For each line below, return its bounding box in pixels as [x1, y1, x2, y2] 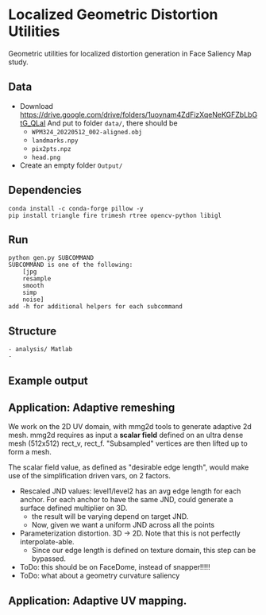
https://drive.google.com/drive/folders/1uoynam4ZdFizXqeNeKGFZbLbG [19, 110, 258, 119]
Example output [8, 373, 89, 387]
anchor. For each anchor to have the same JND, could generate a [19, 495, 233, 505]
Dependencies [8, 184, 82, 197]
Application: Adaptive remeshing [8, 400, 175, 414]
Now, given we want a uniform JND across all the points [31, 520, 215, 530]
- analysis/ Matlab [8, 346, 73, 354]
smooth [22, 282, 44, 290]
